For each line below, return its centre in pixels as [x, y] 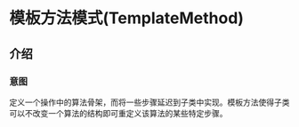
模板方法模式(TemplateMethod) [127, 18]
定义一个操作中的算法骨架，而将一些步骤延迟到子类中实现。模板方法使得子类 [149, 102]
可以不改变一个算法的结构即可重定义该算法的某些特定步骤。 [118, 113]
